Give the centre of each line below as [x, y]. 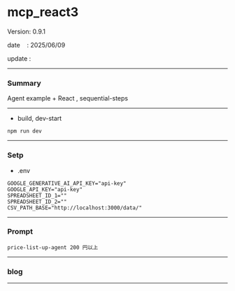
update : [19, 58]
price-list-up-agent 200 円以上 [53, 247]
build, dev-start [40, 119]
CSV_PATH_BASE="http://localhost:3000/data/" [74, 208]
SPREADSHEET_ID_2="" [37, 202]
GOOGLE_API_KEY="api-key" [45, 189]
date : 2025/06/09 [36, 45]
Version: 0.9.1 [27, 31]
